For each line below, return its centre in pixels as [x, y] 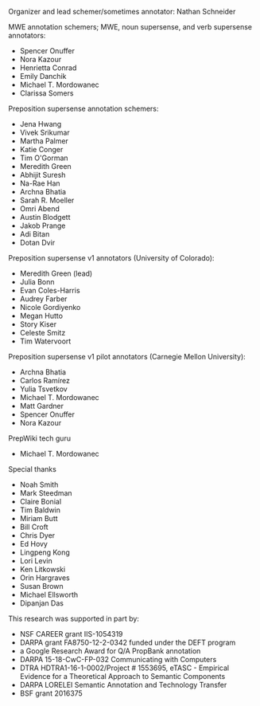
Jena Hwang [41, 124]
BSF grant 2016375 [51, 693]
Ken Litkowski [43, 569]
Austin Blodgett [45, 217]
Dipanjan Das [41, 603]
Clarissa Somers [47, 93]
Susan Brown [41, 586]
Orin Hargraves [45, 578]
